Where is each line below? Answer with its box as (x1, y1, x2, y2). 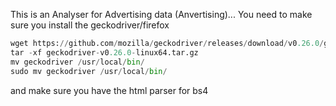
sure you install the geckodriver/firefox (10, 19, 170, 31)
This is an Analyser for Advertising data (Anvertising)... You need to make (10, 9, 313, 20)
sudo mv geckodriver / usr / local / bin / (10, 66, 168, 76)
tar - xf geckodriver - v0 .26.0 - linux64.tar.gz (10, 47, 199, 58)
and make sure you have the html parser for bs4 (10, 84, 209, 96)
